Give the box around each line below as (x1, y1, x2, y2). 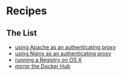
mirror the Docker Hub (14, 62, 71, 70)
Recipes (6, 4, 47, 18)
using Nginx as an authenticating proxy (14, 50, 112, 57)
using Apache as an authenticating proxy (14, 43, 116, 51)
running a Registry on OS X (14, 57, 82, 63)
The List (6, 28, 37, 38)
